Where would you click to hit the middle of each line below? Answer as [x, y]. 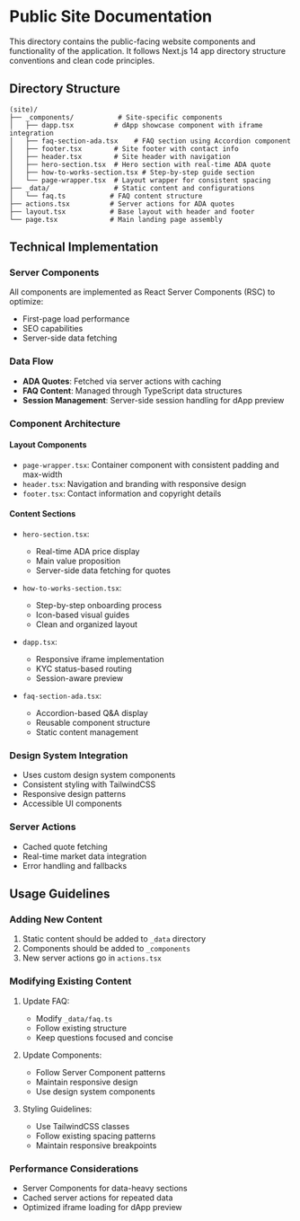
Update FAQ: [46, 1001]
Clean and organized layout [86, 624]
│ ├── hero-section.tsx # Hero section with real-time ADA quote [140, 164]
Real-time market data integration [84, 856]
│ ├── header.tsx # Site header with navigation [120, 156]
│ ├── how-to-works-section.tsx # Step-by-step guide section [132, 173]
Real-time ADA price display [88, 552]
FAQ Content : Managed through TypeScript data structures [132, 390]
